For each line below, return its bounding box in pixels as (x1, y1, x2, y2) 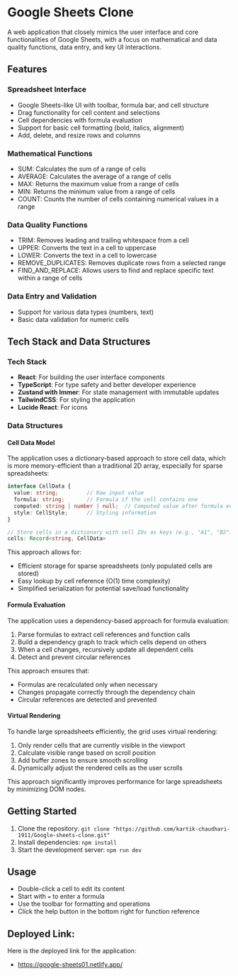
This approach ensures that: (7, 666, 90, 675)
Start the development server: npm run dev (17, 845, 142, 854)
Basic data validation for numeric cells (17, 315, 130, 323)
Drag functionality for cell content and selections (17, 108, 161, 117)
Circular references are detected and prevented (17, 695, 157, 704)
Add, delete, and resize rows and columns (17, 130, 141, 139)
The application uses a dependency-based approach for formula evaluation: (7, 616, 229, 624)
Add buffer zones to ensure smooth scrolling (17, 756, 148, 764)
